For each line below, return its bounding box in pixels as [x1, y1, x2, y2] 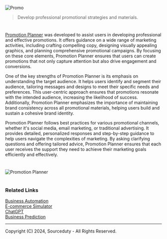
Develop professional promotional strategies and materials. [17, 14, 138, 20]
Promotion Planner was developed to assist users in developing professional [5, 32, 162, 38]
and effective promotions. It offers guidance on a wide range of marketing [5, 37, 157, 43]
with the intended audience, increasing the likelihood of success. [5, 95, 138, 101]
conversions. [5, 64, 32, 70]
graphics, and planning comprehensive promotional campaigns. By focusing [5, 48, 162, 54]
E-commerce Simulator [5, 203, 53, 209]
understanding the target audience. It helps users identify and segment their [5, 79, 162, 85]
